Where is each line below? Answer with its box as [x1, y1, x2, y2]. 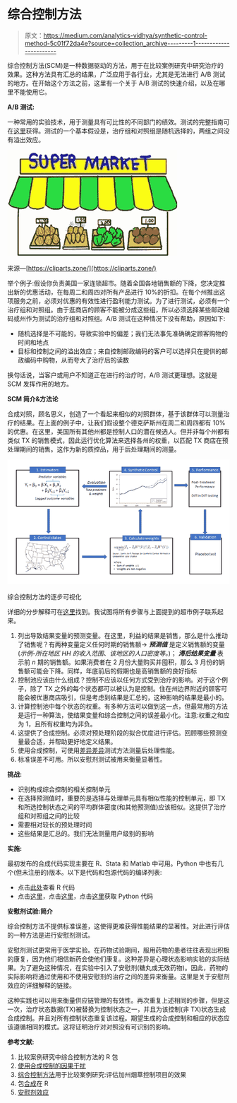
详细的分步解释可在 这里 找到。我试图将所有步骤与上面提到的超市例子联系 [7, 608, 217, 616]
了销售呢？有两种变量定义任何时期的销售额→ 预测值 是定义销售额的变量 [17, 640, 226, 649]
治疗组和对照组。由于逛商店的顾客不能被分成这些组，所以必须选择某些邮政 [7, 305, 224, 314]
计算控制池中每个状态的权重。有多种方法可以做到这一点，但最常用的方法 [17, 702, 228, 711]
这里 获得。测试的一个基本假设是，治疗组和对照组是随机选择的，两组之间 [13, 126, 224, 135]
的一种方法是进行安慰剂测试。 [7, 931, 94, 940]
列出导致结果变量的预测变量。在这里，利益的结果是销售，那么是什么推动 [17, 632, 228, 640]
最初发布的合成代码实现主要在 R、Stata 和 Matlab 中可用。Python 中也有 [7, 859, 218, 868]
